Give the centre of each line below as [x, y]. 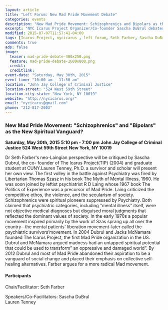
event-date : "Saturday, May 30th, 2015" [48, 75]
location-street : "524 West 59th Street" [49, 89]
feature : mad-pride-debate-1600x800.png [52, 61]
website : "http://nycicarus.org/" [41, 98]
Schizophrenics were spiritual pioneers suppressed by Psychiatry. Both [78, 200]
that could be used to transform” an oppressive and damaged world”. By [79, 248]
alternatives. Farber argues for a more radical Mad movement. [85, 264]
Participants [18, 275]
